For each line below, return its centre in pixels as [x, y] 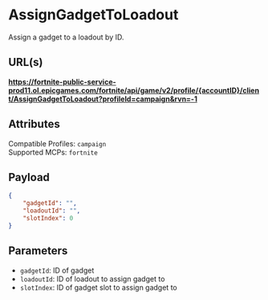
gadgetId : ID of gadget [57, 270]
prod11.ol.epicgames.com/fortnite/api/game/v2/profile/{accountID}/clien [134, 90]
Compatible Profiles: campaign [57, 143]
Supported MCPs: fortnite [53, 152]
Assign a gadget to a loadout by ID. [66, 37]
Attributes [34, 124]
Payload [29, 177]
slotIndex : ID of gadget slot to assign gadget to [99, 287]
